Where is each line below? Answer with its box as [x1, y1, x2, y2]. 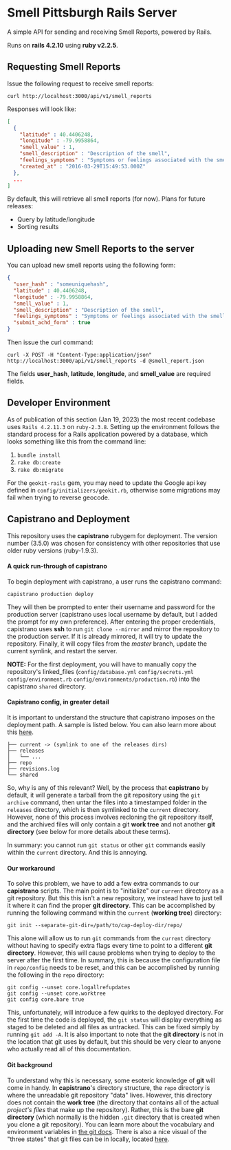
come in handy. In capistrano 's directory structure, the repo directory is [7, 1083, 210, 1091]
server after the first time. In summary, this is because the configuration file [7, 956, 221, 964]
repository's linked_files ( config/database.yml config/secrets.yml [7, 667, 194, 675]
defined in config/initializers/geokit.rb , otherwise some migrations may [7, 486, 221, 494]
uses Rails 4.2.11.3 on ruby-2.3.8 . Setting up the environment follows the [7, 422, 220, 430]
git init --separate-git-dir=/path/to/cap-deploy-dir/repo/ [7, 922, 184, 929]
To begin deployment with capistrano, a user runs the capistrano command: [7, 577, 222, 586]
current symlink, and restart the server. [7, 646, 118, 655]
